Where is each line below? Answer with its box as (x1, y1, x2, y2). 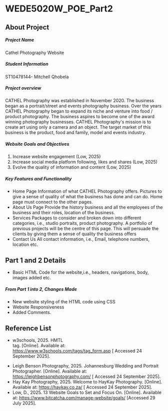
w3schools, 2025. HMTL (12, 337, 63, 343)
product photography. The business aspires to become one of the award (5, 114, 155, 120)
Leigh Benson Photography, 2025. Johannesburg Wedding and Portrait (12, 363, 159, 369)
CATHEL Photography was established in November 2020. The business (5, 98, 154, 104)
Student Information (5, 61, 48, 67)
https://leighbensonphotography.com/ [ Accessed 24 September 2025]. (12, 373, 161, 379)
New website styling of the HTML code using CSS (12, 299, 116, 305)
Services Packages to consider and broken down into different (12, 215, 141, 221)
